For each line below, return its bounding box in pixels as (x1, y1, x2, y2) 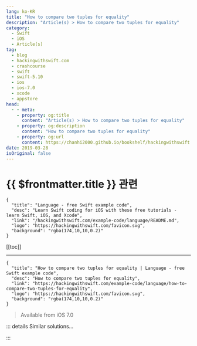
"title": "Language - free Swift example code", (11, 202, 133, 208)
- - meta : (11, 107, 35, 113)
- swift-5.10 (11, 74, 43, 80)
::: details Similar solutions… (6, 323, 74, 330)
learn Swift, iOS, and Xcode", (6, 212, 83, 219)
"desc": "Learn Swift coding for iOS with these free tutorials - (11, 208, 177, 213)
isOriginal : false (6, 150, 51, 156)
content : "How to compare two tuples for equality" (21, 128, 151, 135)
